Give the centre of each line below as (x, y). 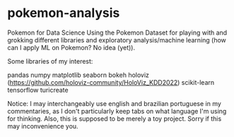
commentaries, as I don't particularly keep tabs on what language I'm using (117, 111)
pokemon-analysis (64, 13)
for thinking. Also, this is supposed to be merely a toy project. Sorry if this (115, 119)
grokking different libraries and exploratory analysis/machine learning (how (117, 40)
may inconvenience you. (43, 126)
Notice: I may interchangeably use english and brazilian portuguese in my (114, 103)
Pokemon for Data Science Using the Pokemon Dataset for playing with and (117, 32)
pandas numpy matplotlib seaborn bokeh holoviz (78, 75)
